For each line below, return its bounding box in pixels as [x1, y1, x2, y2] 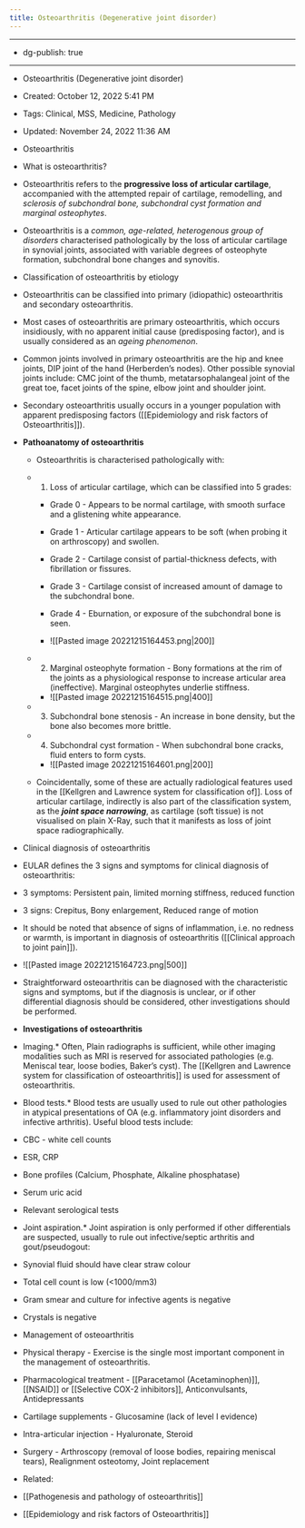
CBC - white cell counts [22, 1134, 112, 1145]
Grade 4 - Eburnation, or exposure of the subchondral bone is [49, 607, 281, 618]
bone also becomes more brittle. [49, 720, 172, 731]
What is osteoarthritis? [22, 161, 107, 172]
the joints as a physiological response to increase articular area [49, 672, 286, 683]
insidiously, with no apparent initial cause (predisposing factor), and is [22, 326, 285, 337]
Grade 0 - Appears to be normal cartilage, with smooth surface [49, 498, 286, 509]
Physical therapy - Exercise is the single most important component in [22, 1346, 285, 1357]
